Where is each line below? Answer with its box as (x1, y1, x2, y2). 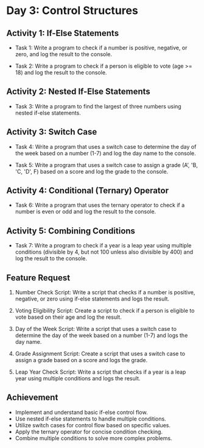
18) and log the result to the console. (15, 69, 107, 76)
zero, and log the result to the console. (15, 51, 113, 58)
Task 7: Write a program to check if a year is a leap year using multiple (15, 242, 192, 249)
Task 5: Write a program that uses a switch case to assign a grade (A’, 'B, (15, 161, 198, 168)
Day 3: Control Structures (6, 4, 138, 18)
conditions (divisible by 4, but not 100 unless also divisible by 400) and (15, 248, 194, 256)
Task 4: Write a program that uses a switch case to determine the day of (15, 143, 197, 150)
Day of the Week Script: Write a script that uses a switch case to (15, 325, 177, 333)
